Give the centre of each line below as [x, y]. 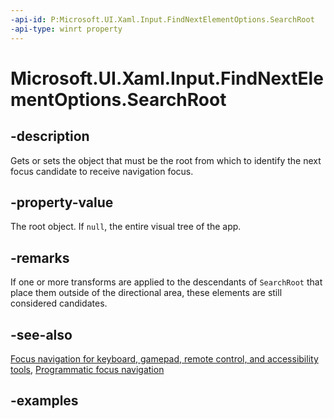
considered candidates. [59, 303]
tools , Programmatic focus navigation [87, 369]
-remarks [40, 257]
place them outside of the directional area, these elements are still [146, 293]
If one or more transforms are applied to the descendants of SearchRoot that [166, 282]
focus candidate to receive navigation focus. [102, 171]
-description [50, 136]
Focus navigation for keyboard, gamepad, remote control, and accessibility [164, 358]
